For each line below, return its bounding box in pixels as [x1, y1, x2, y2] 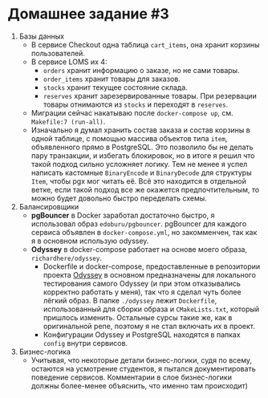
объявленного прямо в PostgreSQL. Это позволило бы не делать [30, 142, 254, 152]
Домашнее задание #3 [7, 5, 169, 23]
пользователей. [30, 48, 86, 58]
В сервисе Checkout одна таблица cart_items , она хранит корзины [30, 39, 260, 49]
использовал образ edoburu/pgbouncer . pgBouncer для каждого [30, 218, 247, 229]
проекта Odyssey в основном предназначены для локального [43, 270, 256, 279]
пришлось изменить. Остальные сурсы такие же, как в [43, 312, 233, 322]
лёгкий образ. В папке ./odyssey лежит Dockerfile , [43, 295, 217, 305]
